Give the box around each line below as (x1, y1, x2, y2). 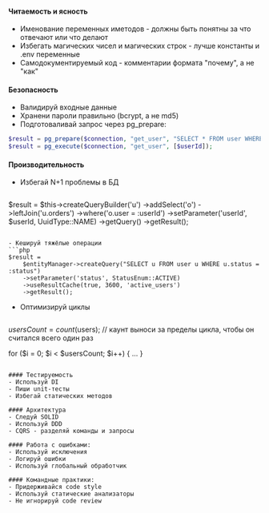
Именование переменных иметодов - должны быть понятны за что (19, 24, 251, 34)
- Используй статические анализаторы (8, 490, 134, 499)
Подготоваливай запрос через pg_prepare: (19, 120, 167, 129)
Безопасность (8, 85, 58, 94)
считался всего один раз (8, 333, 94, 343)
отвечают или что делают (19, 33, 109, 42)
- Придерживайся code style (8, 483, 102, 491)
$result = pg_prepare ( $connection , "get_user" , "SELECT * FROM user (8, 135, 242, 143)
